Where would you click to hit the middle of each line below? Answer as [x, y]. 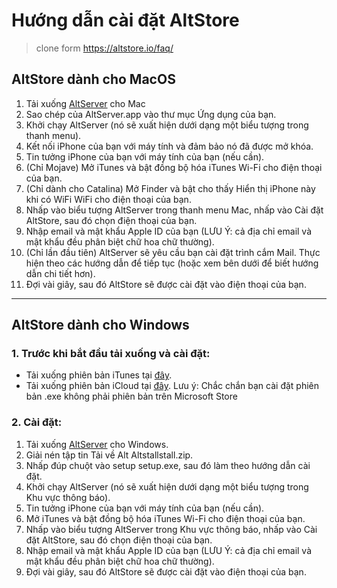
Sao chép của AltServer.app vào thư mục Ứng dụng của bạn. [151, 114]
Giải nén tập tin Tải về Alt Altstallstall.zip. [109, 455]
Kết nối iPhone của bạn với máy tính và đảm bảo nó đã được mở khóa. [169, 146]
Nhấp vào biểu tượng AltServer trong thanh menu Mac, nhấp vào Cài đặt [174, 210]
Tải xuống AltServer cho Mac [85, 103]
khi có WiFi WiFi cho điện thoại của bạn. [108, 199]
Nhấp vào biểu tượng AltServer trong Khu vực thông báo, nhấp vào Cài [171, 529]
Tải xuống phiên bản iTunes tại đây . [99, 375]
